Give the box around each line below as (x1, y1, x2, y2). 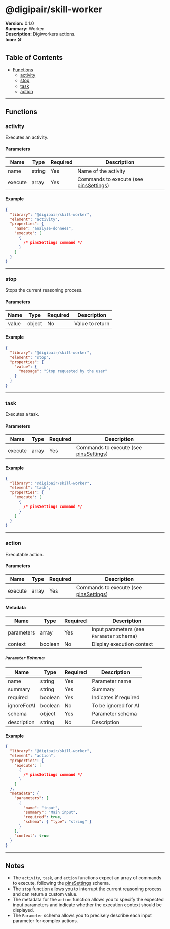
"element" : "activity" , (10, 217, 60, 222)
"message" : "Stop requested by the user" (18, 369, 108, 374)
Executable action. (5, 551, 44, 557)
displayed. (12, 907, 34, 913)
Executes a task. (5, 411, 39, 417)
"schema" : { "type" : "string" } (23, 819, 92, 824)
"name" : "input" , (23, 805, 60, 810)
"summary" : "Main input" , (23, 810, 78, 815)
